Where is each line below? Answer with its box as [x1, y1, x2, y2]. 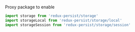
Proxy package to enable [5, 4, 55, 10]
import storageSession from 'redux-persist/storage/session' [5, 22, 131, 27]
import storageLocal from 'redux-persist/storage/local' [5, 18, 122, 23]
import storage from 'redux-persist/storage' [5, 14, 98, 18]
